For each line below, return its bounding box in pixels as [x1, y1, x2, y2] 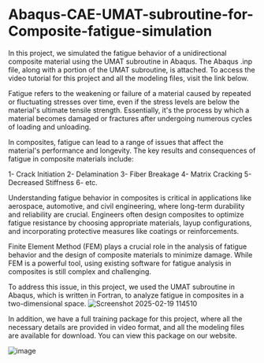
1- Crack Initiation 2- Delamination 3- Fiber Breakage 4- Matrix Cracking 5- [8, 169, 252, 179]
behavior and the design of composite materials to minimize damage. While [8, 250, 253, 259]
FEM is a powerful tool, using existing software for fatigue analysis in [8, 258, 232, 268]
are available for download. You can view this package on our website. [8, 331, 238, 340]
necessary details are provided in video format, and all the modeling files [8, 322, 245, 332]
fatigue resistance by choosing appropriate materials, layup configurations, [8, 218, 252, 228]
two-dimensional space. [8, 298, 87, 308]
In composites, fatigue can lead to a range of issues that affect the [8, 137, 224, 146]
